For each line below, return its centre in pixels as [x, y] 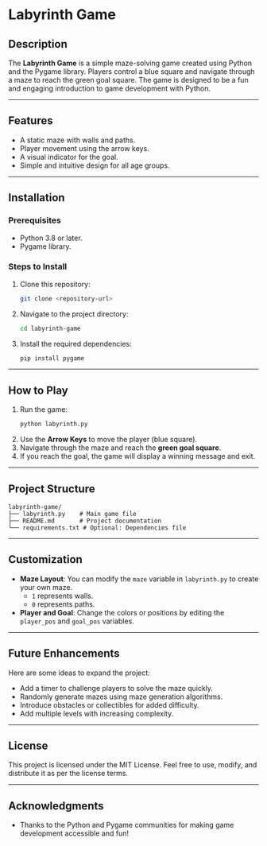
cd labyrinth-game [50, 328]
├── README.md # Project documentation [85, 521]
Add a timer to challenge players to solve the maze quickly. [116, 688]
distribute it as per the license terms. [68, 774]
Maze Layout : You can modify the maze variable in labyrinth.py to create [139, 579]
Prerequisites [35, 220]
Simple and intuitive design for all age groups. [95, 165]
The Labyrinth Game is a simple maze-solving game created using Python [130, 63]
